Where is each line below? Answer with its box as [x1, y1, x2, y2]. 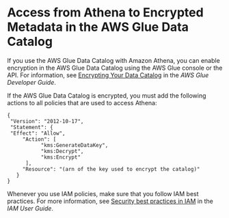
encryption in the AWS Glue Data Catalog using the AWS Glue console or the [7, 64, 223, 72]
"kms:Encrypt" [40, 154, 81, 161]
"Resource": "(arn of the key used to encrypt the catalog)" [22, 165, 200, 172]
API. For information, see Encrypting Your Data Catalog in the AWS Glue [7, 70, 209, 79]
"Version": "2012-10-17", [10, 118, 84, 124]
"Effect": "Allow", [10, 130, 66, 137]
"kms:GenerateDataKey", [40, 141, 109, 148]
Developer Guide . [7, 78, 56, 86]
